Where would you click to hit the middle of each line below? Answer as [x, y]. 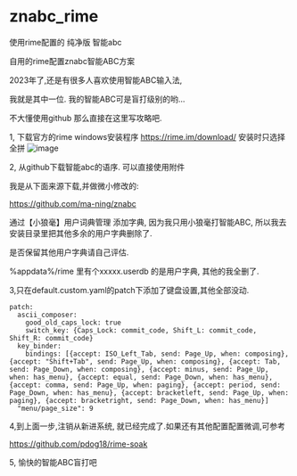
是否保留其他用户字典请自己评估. [69, 252]
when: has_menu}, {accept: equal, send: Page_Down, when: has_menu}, [141, 377]
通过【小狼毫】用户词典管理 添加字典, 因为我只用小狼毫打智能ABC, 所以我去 [148, 222]
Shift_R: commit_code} [51, 338]
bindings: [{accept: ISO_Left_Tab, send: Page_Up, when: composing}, [157, 354]
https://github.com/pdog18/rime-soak [78, 444]
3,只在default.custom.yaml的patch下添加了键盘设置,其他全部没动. [129, 290]
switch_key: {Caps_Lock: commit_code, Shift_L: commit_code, [141, 330]
